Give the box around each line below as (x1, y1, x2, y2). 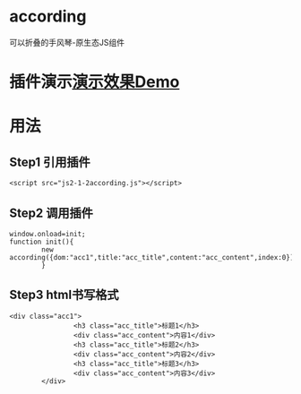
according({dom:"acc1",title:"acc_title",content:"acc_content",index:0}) (9, 253, 295, 261)
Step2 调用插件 (9, 205, 94, 220)
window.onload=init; (9, 229, 87, 238)
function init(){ (9, 237, 74, 246)
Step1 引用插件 (9, 154, 91, 169)
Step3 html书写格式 (9, 287, 119, 303)
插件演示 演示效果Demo (9, 72, 180, 92)
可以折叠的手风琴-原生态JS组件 (9, 37, 125, 47)
